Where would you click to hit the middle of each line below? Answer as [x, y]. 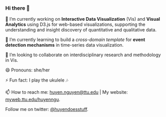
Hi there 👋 [18, 8]
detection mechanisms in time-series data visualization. [64, 45]
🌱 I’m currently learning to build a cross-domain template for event [75, 40]
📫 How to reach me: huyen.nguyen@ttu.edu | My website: [67, 92]
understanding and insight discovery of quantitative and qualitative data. [81, 30]
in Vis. [12, 60]
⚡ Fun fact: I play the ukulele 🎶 [37, 80]
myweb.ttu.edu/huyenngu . [33, 100]
